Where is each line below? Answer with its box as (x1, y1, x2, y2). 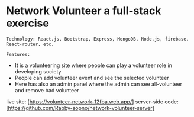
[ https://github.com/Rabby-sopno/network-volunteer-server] (6, 104, 155, 111)
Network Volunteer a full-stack (6, 4, 161, 18)
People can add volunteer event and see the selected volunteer (14, 74, 170, 81)
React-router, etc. (6, 41, 54, 47)
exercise (6, 16, 49, 30)
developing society (14, 68, 62, 75)
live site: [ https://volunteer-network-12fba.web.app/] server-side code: (6, 98, 179, 105)
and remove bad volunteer (14, 86, 79, 93)
